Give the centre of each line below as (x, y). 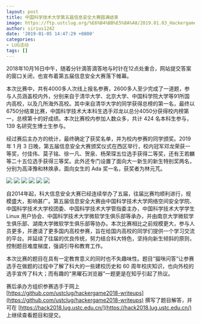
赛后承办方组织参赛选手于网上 (43, 286)
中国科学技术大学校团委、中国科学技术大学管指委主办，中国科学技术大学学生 (100, 208)
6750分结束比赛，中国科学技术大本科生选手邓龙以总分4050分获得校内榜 (95, 111)
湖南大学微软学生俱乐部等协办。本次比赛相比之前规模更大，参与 (111, 223)
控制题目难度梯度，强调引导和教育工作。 (56, 246)
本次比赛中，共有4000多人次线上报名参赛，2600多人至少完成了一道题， (95, 88)
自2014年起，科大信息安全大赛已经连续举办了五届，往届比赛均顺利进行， (96, 193)
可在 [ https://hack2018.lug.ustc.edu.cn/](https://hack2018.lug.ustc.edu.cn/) (99, 307)
